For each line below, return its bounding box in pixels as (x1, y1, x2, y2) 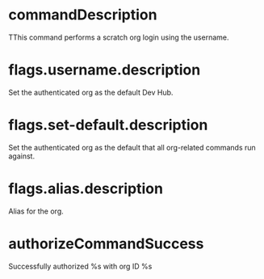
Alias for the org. (8, 206, 65, 216)
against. (8, 151, 35, 161)
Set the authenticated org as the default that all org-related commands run (8, 142, 256, 152)
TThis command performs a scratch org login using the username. (8, 32, 229, 42)
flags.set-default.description (8, 116, 208, 134)
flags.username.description (8, 61, 201, 79)
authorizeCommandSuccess (8, 235, 204, 252)
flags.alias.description (8, 180, 164, 197)
